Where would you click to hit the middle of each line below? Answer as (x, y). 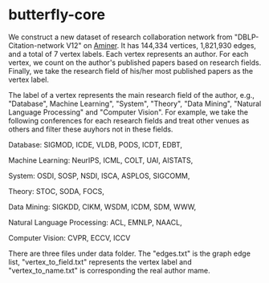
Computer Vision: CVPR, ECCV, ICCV (69, 237)
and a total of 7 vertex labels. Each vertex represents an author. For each (128, 54)
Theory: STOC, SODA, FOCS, (56, 191)
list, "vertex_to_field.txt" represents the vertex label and (100, 261)
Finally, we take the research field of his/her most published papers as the (131, 71)
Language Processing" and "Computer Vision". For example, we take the (128, 112)
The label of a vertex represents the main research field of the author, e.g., (132, 95)
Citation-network (37, 45)
